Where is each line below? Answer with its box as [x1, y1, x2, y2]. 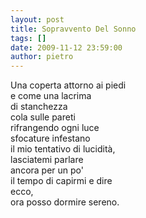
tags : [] [10, 33, 47, 43]
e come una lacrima [10, 90, 92, 102]
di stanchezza [10, 101, 68, 113]
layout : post [10, 14, 65, 25]
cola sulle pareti [10, 111, 76, 123]
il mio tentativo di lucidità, [10, 143, 116, 155]
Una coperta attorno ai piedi [10, 79, 127, 91]
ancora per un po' [10, 164, 84, 176]
